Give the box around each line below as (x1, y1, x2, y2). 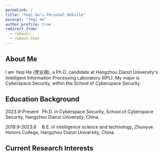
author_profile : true (5, 21, 52, 27)
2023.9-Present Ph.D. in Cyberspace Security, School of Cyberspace (5, 108, 153, 115)
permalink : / (5, 7, 33, 13)
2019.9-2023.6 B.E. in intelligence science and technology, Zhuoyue (5, 123, 153, 130)
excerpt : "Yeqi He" (5, 17, 47, 22)
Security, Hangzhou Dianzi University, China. (5, 114, 100, 120)
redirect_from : (5, 27, 38, 32)
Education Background (5, 95, 80, 103)
